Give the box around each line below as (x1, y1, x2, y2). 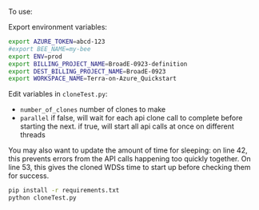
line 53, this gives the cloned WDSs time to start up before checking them (8, 163, 251, 172)
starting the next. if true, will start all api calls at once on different (19, 121, 234, 131)
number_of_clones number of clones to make (19, 105, 166, 114)
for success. (8, 171, 50, 180)
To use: (8, 7, 34, 16)
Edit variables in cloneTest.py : (8, 89, 108, 99)
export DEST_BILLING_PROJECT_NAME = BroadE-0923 (8, 67, 166, 75)
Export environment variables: (8, 22, 108, 31)
